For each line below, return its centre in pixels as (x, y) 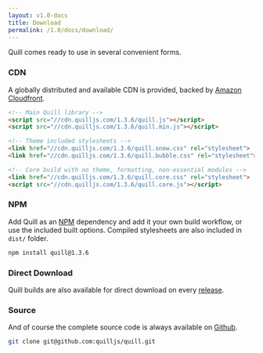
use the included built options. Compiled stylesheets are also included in (125, 230)
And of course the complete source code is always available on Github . (123, 327)
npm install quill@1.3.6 (49, 253)
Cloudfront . (27, 98)
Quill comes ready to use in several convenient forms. (95, 53)
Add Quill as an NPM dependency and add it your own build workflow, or (125, 221)
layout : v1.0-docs (38, 15)
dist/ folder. (28, 238)
